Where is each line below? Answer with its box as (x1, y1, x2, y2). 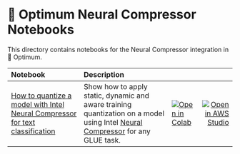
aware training (83, 99, 132, 109)
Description (83, 69, 125, 79)
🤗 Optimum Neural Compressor (7, 6, 196, 23)
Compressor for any (83, 126, 151, 136)
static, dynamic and (83, 91, 150, 101)
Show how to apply (83, 81, 148, 91)
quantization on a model (83, 108, 165, 118)
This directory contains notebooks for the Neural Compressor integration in (7, 45, 229, 53)
